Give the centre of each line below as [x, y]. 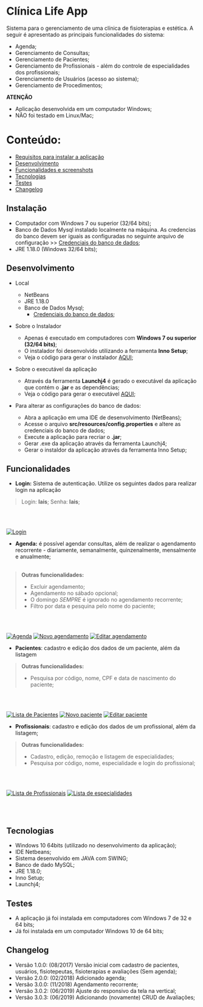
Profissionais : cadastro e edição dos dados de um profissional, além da [105, 727]
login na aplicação [38, 490]
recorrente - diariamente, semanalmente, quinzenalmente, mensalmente [105, 550]
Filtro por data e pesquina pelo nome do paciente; [93, 606]
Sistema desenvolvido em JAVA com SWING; [71, 858]
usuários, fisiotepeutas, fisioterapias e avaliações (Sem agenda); [96, 971]
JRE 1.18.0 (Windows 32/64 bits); [56, 249]
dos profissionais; [37, 72]
